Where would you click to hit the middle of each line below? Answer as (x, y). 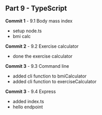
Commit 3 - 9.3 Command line (37, 66)
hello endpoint (28, 107)
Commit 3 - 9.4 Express (31, 91)
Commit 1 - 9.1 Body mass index (39, 21)
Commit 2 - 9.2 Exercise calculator (42, 46)
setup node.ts (27, 31)
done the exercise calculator (43, 56)
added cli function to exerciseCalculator (55, 81)
